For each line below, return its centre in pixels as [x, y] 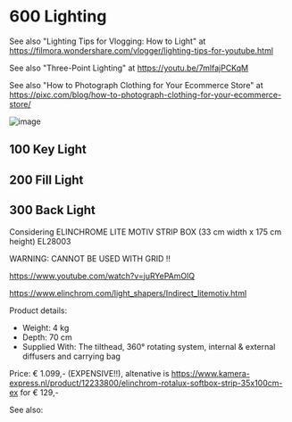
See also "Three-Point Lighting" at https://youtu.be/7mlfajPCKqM [129, 68]
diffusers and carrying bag [71, 356]
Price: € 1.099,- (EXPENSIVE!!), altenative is [89, 373]
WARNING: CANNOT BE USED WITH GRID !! [90, 258]
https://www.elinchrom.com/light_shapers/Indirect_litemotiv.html [128, 293]
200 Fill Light [46, 180]
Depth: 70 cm [47, 337]
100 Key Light [48, 149]
